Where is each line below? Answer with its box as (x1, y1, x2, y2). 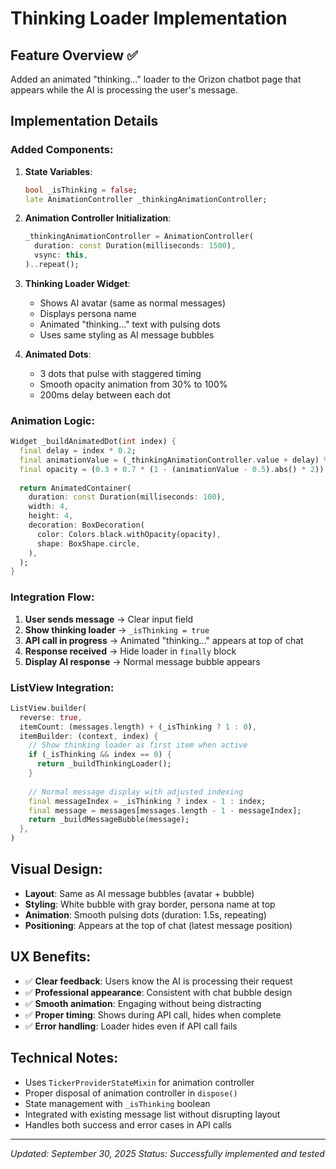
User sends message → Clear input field (24, 613, 194, 625)
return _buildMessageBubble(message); (28, 815, 190, 825)
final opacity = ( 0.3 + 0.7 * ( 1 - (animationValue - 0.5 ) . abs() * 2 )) (19, 464, 325, 474)
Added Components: (10, 143, 114, 157)
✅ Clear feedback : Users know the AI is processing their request (24, 975, 293, 987)
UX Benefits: (10, 948, 92, 966)
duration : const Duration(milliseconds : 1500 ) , (34, 241, 237, 251)
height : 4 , (28, 511, 74, 521)
